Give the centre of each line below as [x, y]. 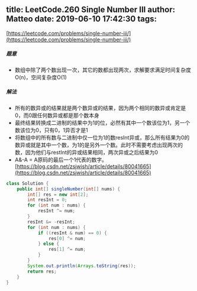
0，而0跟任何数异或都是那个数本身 [57, 115]
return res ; [42, 271]
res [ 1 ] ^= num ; [67, 250]
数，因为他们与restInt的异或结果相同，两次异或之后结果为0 [86, 152]
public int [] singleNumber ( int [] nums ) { [68, 189]
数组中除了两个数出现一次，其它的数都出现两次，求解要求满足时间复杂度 [103, 70]
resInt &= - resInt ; [51, 222]
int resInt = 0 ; [47, 200]
